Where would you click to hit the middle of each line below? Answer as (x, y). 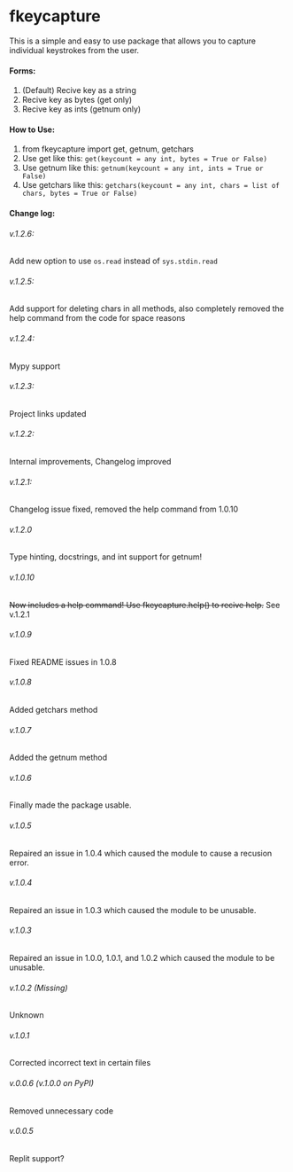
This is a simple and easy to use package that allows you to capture (133, 41)
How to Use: (32, 129)
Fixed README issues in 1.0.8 (63, 661)
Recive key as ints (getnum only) (81, 109)
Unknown (27, 1015)
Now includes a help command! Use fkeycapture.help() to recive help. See (145, 605)
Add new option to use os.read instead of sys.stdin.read (114, 261)
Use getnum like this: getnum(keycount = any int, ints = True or (143, 168)
